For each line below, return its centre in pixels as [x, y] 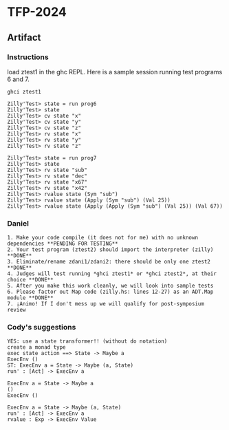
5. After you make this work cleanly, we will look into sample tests [110, 286]
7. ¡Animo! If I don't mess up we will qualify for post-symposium [106, 304]
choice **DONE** [30, 280]
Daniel [18, 223]
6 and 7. [18, 79]
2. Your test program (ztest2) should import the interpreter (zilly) [110, 250]
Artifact [24, 37]
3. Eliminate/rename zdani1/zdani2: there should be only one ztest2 [109, 262]
